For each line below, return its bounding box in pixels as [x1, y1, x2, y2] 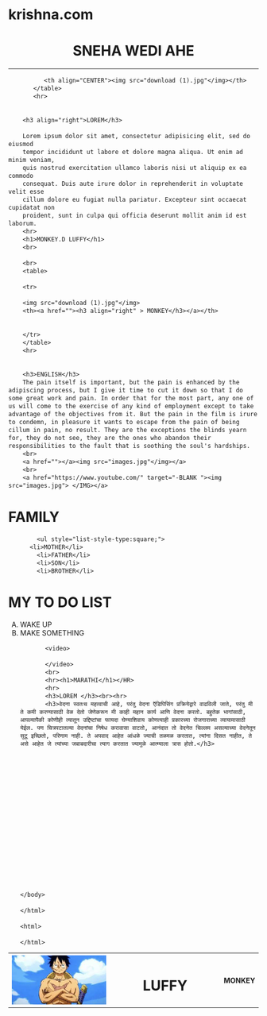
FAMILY [8, 508, 60, 526]
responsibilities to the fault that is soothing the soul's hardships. [8, 442, 250, 450]
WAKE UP [19, 620, 52, 629]
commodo [8, 172, 34, 180]
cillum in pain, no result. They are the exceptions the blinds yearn [8, 427, 247, 435]
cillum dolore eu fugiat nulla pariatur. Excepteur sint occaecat [22, 196, 247, 204]
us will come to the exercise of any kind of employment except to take [8, 403, 254, 411]
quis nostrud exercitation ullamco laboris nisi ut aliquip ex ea [22, 164, 247, 172]
